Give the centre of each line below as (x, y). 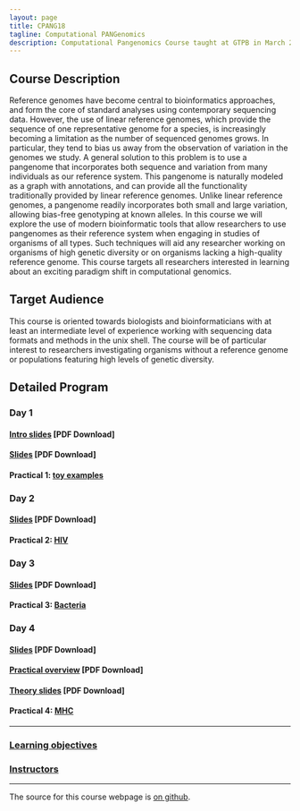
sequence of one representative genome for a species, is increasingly (137, 129)
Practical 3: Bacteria (48, 605)
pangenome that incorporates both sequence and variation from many (138, 167)
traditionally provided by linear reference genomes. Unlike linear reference (146, 196)
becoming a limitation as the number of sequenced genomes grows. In (139, 139)
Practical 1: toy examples (57, 474)
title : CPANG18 (37, 26)
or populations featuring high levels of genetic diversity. (112, 359)
